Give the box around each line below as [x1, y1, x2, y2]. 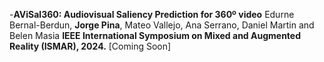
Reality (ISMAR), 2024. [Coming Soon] [9, 40, 172, 52]
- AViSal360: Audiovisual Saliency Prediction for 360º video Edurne [9, 9, 295, 20]
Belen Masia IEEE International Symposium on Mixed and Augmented [9, 30, 301, 41]
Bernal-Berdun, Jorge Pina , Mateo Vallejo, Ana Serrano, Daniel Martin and [9, 19, 315, 31]
